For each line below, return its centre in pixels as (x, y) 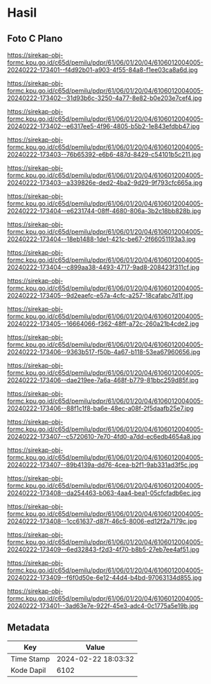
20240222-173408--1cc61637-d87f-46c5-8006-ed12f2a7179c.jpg (102, 521)
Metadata (28, 627)
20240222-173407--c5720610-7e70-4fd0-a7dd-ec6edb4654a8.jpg (104, 436)
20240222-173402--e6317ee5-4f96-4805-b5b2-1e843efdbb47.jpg (103, 126)
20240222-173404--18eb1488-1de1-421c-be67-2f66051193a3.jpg (101, 239)
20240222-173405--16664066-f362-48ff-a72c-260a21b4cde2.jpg (103, 324)
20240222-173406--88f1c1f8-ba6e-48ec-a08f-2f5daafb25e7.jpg (100, 408)
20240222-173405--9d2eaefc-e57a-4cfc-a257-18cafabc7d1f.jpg (100, 295)
